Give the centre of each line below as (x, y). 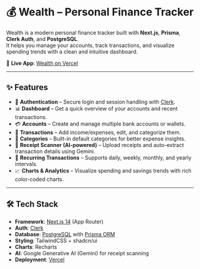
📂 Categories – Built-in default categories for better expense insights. (100, 139)
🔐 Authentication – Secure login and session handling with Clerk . (95, 102)
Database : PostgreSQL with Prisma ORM (65, 234)
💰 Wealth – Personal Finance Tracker (100, 12)
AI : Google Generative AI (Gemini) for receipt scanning (82, 253)
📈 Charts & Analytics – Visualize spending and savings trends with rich (103, 170)
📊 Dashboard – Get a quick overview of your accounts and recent (96, 108)
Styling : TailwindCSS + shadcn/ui (56, 240)
